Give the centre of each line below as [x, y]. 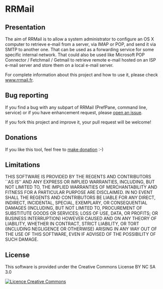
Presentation [25, 27]
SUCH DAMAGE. [22, 239]
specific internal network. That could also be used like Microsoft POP [75, 55]
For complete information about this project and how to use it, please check [81, 75]
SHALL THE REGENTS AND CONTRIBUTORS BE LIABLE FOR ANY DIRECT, [80, 197]
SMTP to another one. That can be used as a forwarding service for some [80, 49]
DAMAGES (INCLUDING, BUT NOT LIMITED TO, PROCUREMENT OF [74, 208]
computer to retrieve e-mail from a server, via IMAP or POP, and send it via [81, 44]
